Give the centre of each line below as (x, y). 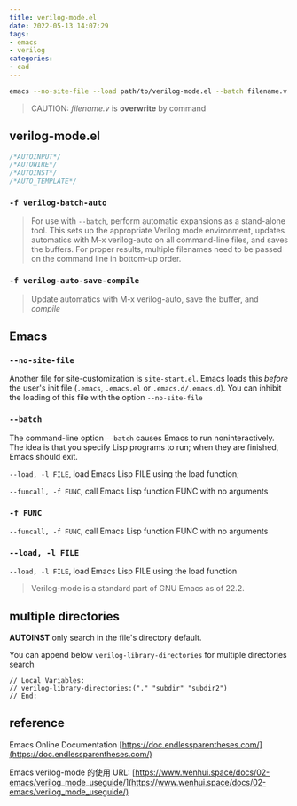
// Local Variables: (47, 681)
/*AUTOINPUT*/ (35, 156)
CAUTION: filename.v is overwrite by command (118, 108)
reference (37, 723)
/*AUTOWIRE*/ (33, 165)
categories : (31, 59)
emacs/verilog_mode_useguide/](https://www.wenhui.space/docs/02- (138, 782)
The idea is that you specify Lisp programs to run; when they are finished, (144, 447)
